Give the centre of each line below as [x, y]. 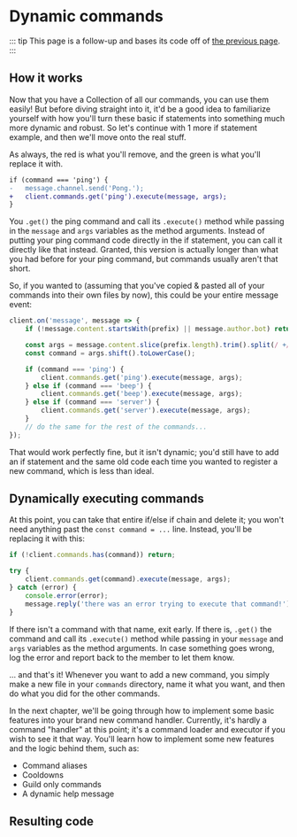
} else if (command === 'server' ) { [93, 402]
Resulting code [52, 821]
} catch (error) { [43, 588]
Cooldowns [43, 775]
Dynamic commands [86, 16]
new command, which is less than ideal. [82, 470]
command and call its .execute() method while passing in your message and [146, 639]
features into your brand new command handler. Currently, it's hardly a [138, 720]
